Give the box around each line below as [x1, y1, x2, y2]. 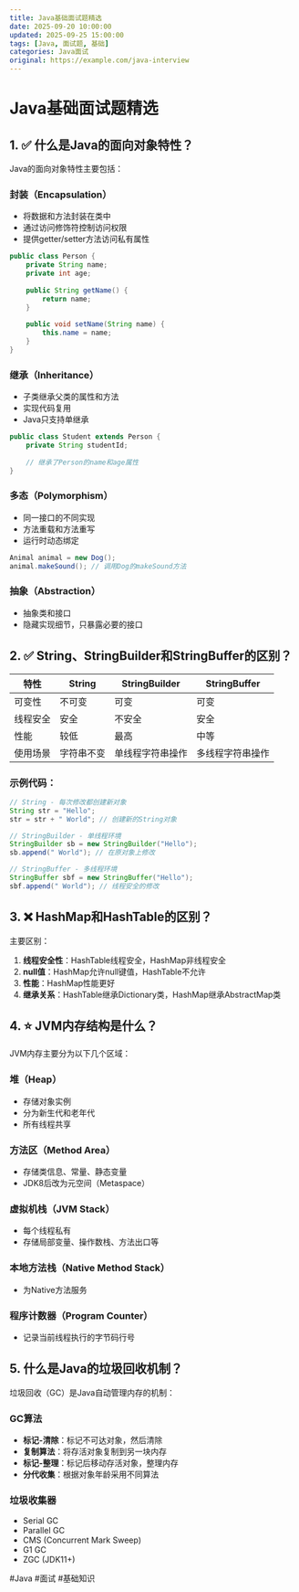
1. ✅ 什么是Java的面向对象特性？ [9, 137, 194, 153]
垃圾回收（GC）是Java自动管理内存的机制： [9, 1386, 175, 1398]
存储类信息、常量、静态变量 [22, 1166, 128, 1177]
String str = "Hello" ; [9, 806, 96, 815]
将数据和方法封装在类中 [22, 211, 111, 222]
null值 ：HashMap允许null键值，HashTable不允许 [22, 966, 207, 977]
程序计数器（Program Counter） [9, 1309, 153, 1321]
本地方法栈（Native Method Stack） [9, 1262, 170, 1275]
